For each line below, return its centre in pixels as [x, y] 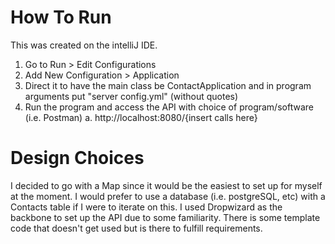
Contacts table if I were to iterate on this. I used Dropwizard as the [146, 207]
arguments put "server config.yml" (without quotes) [131, 96]
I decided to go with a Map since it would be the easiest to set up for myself [166, 185]
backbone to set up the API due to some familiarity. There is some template [165, 217]
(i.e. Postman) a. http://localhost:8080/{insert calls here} [141, 117]
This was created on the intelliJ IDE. [84, 45]
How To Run [61, 17]
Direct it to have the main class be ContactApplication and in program [168, 85]
